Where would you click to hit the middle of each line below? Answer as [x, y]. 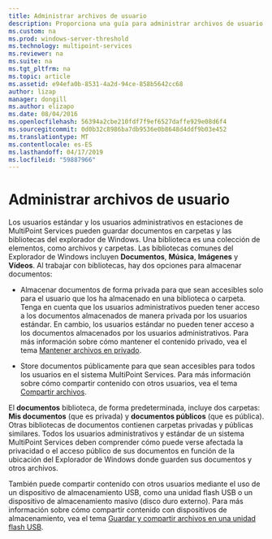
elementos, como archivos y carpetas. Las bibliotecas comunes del [121, 248]
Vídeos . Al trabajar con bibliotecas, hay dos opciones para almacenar [125, 266]
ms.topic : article [39, 76]
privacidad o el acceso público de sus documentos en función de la [122, 451]
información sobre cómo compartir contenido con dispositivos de [118, 510]
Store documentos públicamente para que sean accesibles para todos [138, 366]
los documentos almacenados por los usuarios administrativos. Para [134, 333]
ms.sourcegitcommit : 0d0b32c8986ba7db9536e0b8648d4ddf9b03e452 [118, 129]
